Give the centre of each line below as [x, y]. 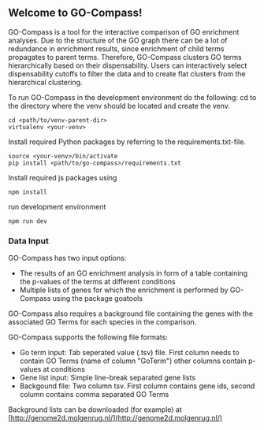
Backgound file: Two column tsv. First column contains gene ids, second [137, 386]
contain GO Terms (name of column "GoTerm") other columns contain [133, 361]
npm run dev [28, 221]
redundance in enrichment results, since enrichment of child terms [116, 48]
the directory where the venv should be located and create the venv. [119, 106]
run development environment [57, 206]
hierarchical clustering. [45, 82]
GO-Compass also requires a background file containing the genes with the [131, 313]
